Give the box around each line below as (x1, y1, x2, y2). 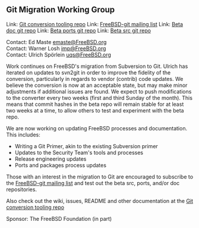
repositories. (6, 186, 37, 193)
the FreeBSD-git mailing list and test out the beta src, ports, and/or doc (6, 179, 180, 186)
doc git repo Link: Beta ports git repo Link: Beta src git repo (6, 27, 151, 34)
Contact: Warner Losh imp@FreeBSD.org (6, 45, 106, 52)
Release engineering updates (14, 155, 87, 163)
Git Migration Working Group (6, 5, 115, 15)
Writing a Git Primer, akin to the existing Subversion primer (14, 142, 159, 149)
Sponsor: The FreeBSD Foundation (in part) (6, 215, 112, 222)
